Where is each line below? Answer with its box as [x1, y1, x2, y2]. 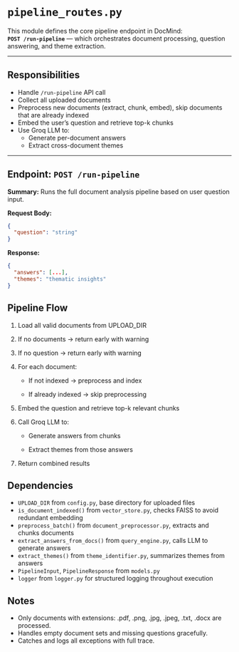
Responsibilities [7, 69, 80, 81]
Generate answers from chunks [28, 431, 121, 440]
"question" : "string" [14, 229, 78, 237]
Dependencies [7, 480, 73, 492]
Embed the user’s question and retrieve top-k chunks [17, 118, 174, 127]
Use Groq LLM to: [17, 125, 70, 134]
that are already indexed [17, 110, 90, 119]
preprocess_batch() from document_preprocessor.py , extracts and [17, 521, 210, 529]
